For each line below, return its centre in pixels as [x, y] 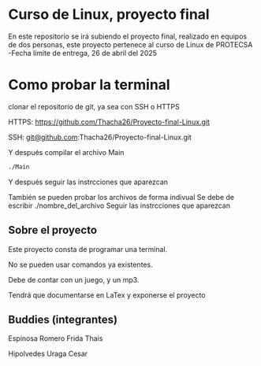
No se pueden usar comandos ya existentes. [80, 264]
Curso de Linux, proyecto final [109, 15]
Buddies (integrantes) [63, 319]
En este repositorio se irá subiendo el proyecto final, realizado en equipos [127, 36]
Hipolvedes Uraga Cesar [48, 354]
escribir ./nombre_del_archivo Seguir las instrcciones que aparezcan [119, 205]
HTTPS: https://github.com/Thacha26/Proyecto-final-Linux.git [109, 122]
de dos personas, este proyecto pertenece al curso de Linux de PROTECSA [130, 44]
